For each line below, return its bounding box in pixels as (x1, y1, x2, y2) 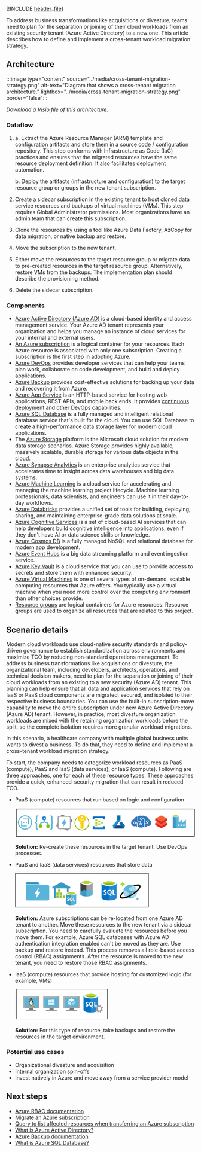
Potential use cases (6, 1048, 65, 1056)
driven (6, 647, 22, 654)
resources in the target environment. (14, 1033, 105, 1040)
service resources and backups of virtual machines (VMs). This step (14, 202, 184, 209)
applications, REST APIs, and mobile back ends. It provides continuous (14, 398, 190, 405)
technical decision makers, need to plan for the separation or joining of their (6, 672, 193, 679)
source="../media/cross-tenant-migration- (66, 75, 171, 83)
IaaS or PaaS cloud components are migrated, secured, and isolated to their (6, 691, 193, 699)
